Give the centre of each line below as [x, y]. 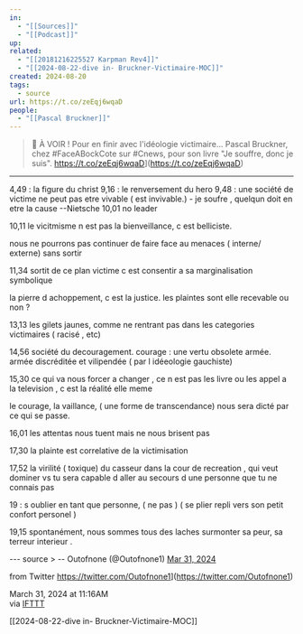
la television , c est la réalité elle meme [81, 388]
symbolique [31, 280]
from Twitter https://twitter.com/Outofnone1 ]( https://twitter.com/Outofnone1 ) [151, 577]
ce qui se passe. [40, 415]
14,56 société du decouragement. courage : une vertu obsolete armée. [141, 352]
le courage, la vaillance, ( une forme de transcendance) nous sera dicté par [149, 406]
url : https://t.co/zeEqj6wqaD [66, 102]
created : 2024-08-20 [48, 77]
